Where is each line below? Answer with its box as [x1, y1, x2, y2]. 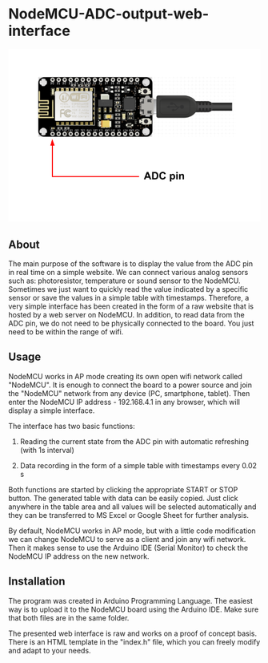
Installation [8, 575, 66, 588]
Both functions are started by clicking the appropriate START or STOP [8, 484, 238, 494]
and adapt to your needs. [8, 645, 91, 655]
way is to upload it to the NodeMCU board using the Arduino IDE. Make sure [8, 604, 259, 614]
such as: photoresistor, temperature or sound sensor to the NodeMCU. [8, 276, 242, 285]
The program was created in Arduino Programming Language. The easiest [8, 596, 254, 605]
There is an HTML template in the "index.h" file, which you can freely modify [8, 637, 261, 646]
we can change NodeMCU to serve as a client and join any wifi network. [8, 534, 246, 544]
